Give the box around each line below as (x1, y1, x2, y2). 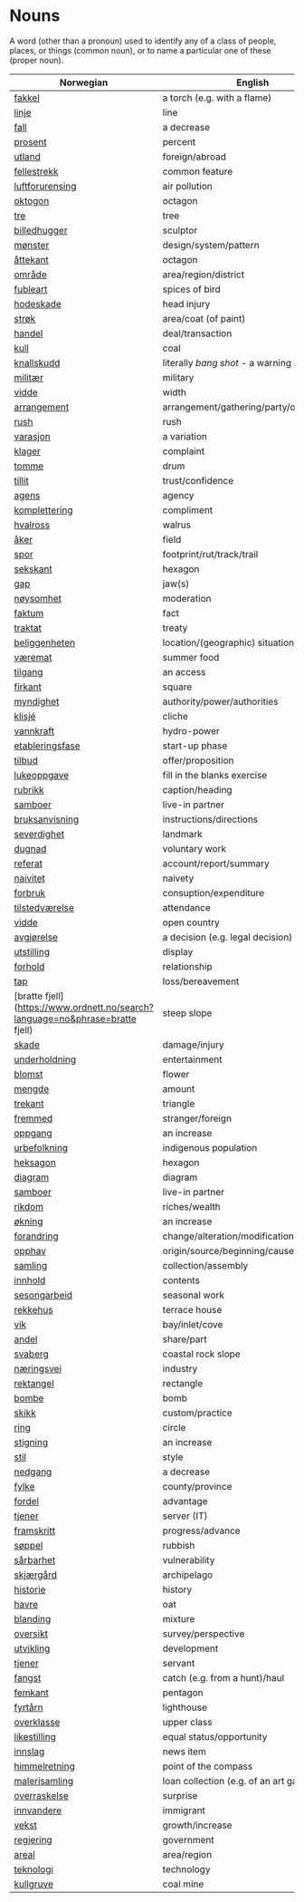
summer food (162, 651, 220, 663)
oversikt (14, 1627, 48, 1640)
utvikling (14, 1642, 51, 1655)
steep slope (162, 1007, 213, 1019)
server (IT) (162, 1510, 208, 1522)
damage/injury (162, 1038, 224, 1051)
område (14, 268, 47, 281)
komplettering (14, 504, 73, 517)
